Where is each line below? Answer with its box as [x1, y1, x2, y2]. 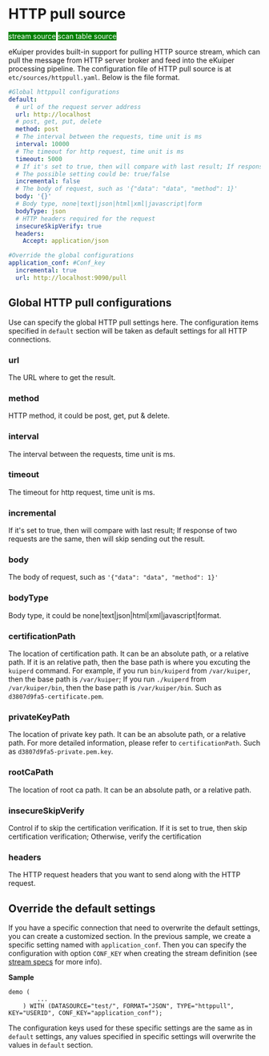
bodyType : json [15, 207, 66, 215]
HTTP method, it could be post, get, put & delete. [8, 411, 171, 421]
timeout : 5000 [15, 155, 62, 163]
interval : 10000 [15, 140, 70, 148]
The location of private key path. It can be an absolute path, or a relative [8, 730, 247, 739]
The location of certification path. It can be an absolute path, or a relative [8, 649, 250, 658]
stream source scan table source [8, 31, 118, 41]
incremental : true [15, 266, 78, 275]
